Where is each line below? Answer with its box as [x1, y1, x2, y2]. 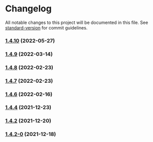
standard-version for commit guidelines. [5, 24, 88, 30]
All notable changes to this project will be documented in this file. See [5, 19, 149, 25]
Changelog [5, 3, 52, 14]
